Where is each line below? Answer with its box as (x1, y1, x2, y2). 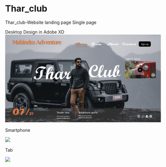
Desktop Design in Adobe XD (5, 29, 65, 35)
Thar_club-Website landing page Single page (5, 19, 97, 25)
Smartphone (5, 127, 31, 133)
